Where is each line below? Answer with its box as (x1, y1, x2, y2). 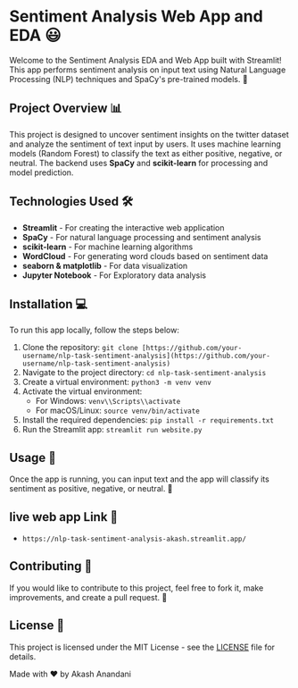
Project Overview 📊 (9, 101, 122, 116)
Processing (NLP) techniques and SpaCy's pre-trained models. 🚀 (9, 73, 248, 84)
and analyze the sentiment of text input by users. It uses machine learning (9, 138, 281, 149)
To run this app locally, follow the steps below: (9, 324, 180, 336)
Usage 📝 (9, 449, 56, 466)
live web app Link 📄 (9, 509, 119, 524)
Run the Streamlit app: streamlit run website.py (21, 424, 203, 435)
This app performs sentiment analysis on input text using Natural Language (9, 64, 286, 75)
